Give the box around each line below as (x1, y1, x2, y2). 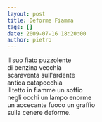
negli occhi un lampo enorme (7, 93, 92, 102)
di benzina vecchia (7, 63, 62, 72)
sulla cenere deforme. (7, 109, 71, 117)
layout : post (7, 10, 46, 18)
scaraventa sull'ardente (7, 71, 75, 80)
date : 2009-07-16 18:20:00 (7, 30, 87, 37)
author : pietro (7, 37, 52, 44)
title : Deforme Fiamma (7, 17, 74, 24)
